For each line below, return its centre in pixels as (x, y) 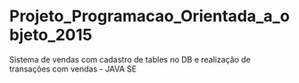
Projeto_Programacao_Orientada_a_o (149, 16)
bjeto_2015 (51, 35)
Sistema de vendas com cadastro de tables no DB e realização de (130, 59)
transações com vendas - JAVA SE (73, 69)
